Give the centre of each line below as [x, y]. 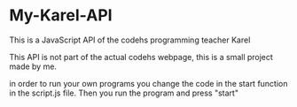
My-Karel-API [61, 15]
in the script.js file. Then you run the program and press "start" [124, 93]
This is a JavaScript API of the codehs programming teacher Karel [130, 40]
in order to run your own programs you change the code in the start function [148, 83]
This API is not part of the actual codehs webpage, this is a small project [141, 57]
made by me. [33, 66]
